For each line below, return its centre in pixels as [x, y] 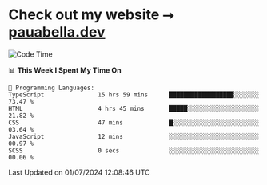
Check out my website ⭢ [91, 15]
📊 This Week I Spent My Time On [65, 70]
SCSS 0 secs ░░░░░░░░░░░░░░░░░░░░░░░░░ [134, 150]
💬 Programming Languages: [51, 88]
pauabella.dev [57, 32]
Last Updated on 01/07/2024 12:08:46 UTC [79, 172]
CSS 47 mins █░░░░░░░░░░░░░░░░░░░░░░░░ [134, 122]
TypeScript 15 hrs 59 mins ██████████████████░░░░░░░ [134, 94]
